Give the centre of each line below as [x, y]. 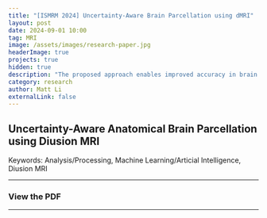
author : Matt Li [35, 89]
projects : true [33, 60]
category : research [41, 82]
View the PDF [35, 197]
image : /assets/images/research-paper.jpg [79, 45]
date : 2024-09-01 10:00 [48, 30]
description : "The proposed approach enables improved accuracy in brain [133, 75]
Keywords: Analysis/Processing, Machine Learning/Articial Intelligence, [125, 160]
